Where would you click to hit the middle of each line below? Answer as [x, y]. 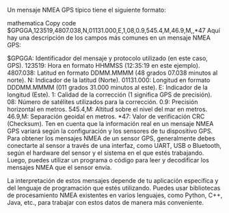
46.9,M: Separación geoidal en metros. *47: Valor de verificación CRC [106, 116]
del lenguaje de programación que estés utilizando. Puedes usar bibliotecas [114, 188]
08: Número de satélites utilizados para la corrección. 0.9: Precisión [103, 102]
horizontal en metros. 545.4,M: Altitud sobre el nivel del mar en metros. [107, 109]
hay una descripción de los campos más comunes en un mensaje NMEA [109, 38]
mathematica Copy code [42, 23]
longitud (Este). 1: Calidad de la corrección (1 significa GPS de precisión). [110, 95]
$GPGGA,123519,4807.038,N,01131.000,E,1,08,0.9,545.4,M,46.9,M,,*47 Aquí [114, 30]
